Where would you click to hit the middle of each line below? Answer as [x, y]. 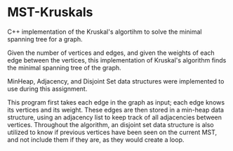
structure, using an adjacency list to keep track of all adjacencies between [115, 117]
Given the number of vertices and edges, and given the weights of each [111, 53]
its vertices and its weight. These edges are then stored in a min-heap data [116, 110]
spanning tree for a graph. [45, 39]
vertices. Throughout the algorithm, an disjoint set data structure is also [111, 124]
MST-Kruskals [50, 12]
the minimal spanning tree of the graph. [64, 67]
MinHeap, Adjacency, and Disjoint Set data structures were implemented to [116, 81]
